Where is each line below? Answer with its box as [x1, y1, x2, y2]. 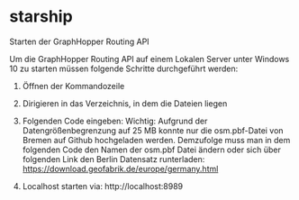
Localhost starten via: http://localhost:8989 [22, 180, 184, 191]
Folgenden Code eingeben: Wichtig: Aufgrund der [22, 115, 208, 126]
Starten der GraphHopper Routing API [9, 36, 150, 47]
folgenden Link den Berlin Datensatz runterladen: [22, 153, 205, 164]
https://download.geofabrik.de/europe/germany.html [22, 163, 219, 174]
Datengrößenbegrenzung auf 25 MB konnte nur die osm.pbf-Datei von [22, 124, 284, 136]
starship [9, 6, 74, 27]
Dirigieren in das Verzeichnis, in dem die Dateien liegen [22, 97, 228, 109]
